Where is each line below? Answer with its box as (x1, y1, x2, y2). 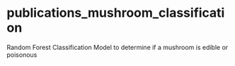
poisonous (6, 51, 38, 59)
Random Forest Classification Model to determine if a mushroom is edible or (6, 43, 229, 51)
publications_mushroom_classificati (6, 5, 225, 21)
